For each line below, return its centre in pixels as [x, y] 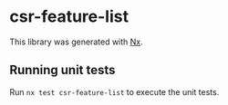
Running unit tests [62, 70]
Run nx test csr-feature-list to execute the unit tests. [114, 91]
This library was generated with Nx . [76, 42]
